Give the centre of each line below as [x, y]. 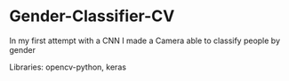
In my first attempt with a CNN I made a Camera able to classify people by [145, 40]
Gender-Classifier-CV [92, 16]
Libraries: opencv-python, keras [68, 67]
